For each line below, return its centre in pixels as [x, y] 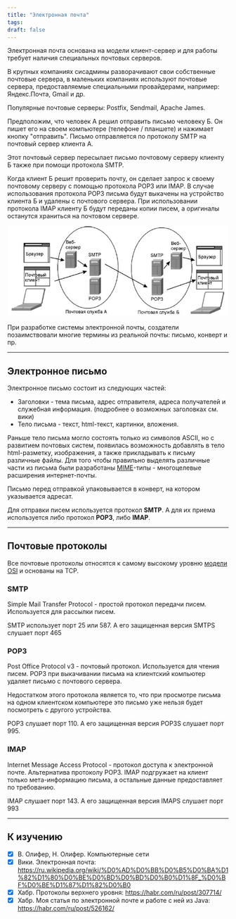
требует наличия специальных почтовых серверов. [85, 58]
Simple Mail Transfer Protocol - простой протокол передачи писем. [107, 604]
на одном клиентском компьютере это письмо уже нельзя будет [105, 702]
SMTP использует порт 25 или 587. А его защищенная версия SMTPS [111, 625]
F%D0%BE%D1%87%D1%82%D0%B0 [74, 884]
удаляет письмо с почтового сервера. [65, 681]
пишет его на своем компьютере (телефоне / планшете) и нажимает [111, 129]
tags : [15, 22]
